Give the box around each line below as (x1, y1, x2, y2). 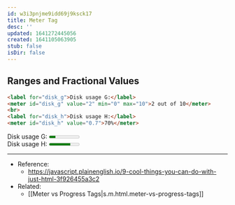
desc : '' (7, 23, 33, 30)
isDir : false (7, 50, 45, 57)
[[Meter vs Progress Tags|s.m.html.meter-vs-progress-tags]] (27, 190, 204, 198)
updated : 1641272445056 (7, 29, 77, 37)
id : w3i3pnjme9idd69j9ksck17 (7, 10, 92, 17)
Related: (17, 183, 42, 191)
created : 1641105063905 (7, 36, 77, 43)
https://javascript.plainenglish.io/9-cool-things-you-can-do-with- (27, 167, 217, 176)
